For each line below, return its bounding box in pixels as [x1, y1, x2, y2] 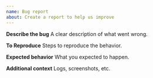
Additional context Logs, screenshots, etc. [6, 64, 111, 71]
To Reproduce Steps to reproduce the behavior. [6, 42, 122, 49]
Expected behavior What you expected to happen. [6, 53, 129, 60]
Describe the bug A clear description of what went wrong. [6, 30, 148, 37]
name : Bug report [6, 8, 49, 15]
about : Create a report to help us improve [6, 14, 115, 20]
